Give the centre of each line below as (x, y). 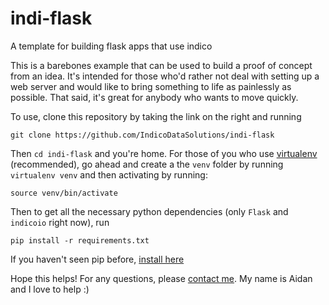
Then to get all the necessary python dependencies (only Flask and (149, 211)
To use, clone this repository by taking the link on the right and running (156, 116)
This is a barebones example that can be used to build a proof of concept (161, 65)
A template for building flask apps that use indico (111, 46)
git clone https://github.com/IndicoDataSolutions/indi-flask (142, 135)
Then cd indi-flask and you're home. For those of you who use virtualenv (164, 153)
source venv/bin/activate (64, 193)
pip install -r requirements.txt (80, 240)
